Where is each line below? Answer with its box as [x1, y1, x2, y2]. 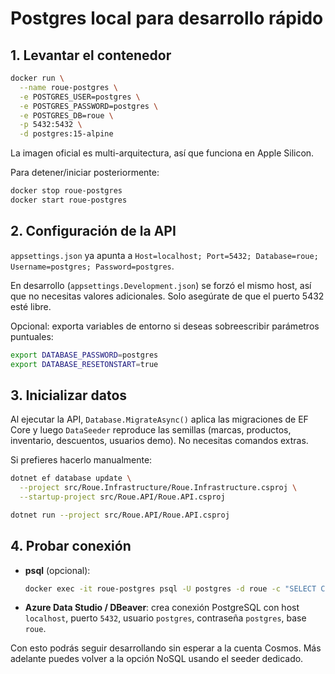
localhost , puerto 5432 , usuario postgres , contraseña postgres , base [24, 612, 307, 624]
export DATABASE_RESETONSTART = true [10, 359, 159, 369]
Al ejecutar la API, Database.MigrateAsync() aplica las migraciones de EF [10, 413, 309, 426]
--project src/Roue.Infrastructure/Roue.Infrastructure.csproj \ [19, 483, 298, 493]
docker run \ [10, 73, 65, 83]
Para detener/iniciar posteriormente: [10, 167, 160, 179]
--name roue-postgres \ [19, 82, 118, 92]
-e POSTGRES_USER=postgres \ [19, 92, 141, 102]
